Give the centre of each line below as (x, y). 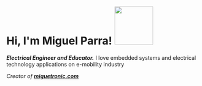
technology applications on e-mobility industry (65, 64)
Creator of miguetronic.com (43, 76)
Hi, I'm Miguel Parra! (59, 41)
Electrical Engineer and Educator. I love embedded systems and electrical (101, 57)
